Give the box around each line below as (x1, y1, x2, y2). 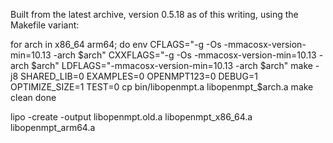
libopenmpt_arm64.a (10, 122, 96, 133)
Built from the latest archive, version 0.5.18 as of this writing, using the (10, 9, 299, 20)
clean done (10, 92, 57, 103)
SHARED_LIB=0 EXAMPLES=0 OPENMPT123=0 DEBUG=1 (19, 70, 258, 82)
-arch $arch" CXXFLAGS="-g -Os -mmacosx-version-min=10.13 (53, 49, 317, 61)
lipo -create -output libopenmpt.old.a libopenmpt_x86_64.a (10, 111, 253, 123)
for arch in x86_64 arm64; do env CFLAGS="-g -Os (10, 39, 222, 50)
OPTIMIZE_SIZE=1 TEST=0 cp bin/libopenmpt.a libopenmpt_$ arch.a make (10, 81, 314, 93)
